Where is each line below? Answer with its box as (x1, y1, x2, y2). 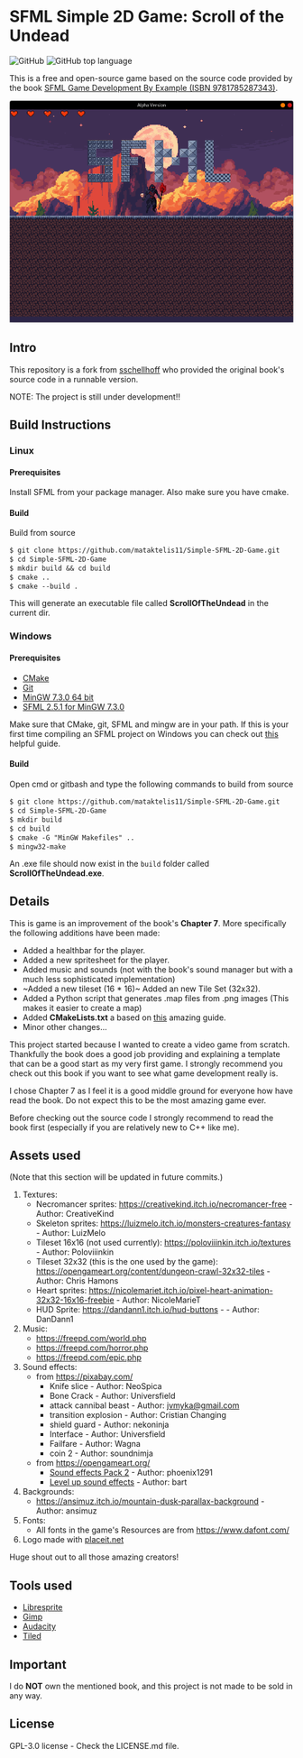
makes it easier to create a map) (22, 1002, 142, 1013)
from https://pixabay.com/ (35, 1371, 133, 1382)
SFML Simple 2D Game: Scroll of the (9, 6, 285, 27)
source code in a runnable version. (9, 373, 139, 384)
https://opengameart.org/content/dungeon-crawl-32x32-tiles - (35, 1266, 271, 1277)
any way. (9, 1689, 43, 1701)
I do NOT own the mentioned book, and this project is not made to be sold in (9, 1680, 293, 1691)
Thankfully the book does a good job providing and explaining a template (9, 1048, 281, 1059)
